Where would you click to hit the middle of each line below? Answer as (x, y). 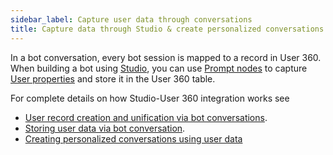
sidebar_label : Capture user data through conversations (131, 19)
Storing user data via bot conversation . (105, 128)
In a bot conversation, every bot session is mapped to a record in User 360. (166, 57)
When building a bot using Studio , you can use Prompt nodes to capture (159, 68)
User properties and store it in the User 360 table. (113, 78)
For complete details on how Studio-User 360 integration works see (150, 98)
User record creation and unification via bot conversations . (146, 117)
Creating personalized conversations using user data (133, 138)
